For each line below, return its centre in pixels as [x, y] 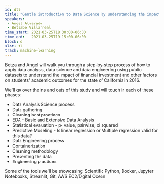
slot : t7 [14, 46]
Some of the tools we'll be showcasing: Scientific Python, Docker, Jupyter [79, 171]
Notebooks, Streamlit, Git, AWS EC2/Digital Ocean [55, 176]
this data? [22, 136]
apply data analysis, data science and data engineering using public [73, 69]
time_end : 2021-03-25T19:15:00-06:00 [46, 37]
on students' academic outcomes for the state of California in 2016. [73, 80]
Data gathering [27, 109]
